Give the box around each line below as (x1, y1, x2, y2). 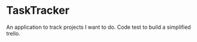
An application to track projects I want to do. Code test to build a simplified (6, 23, 191, 31)
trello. (6, 29, 20, 37)
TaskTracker (6, 4, 70, 17)
